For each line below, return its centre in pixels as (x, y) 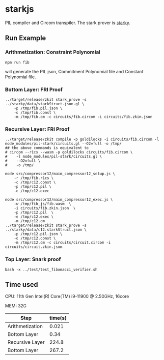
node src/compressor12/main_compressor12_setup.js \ (60, 174)
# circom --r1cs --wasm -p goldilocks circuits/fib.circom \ (69, 152)
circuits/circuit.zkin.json (34, 247)
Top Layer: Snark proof (33, 259)
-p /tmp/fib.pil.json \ (38, 108)
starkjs (20, 9)
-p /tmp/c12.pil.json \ (38, 234)
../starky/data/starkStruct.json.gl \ (45, 104)
